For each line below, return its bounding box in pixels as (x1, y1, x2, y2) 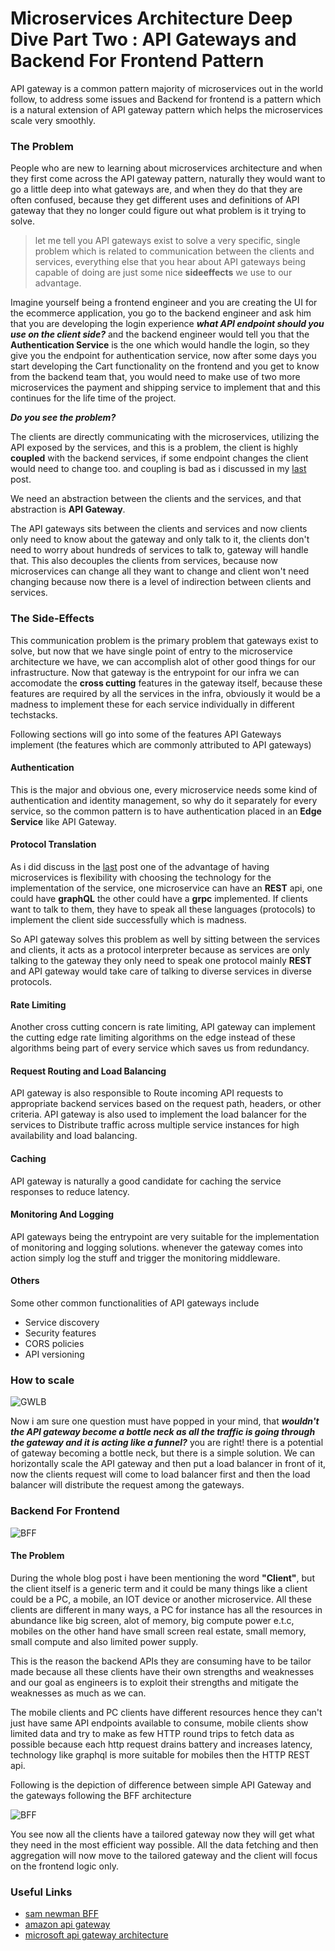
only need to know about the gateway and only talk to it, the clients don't (10, 533, 310, 546)
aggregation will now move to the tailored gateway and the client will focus (10, 1849, 318, 1861)
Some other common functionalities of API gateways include (10, 1297, 260, 1309)
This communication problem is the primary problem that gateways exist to (10, 634, 319, 646)
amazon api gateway (24, 1918, 111, 1931)
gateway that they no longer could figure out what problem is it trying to (10, 205, 307, 217)
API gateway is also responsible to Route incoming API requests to (10, 1087, 284, 1099)
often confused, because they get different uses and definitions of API (10, 194, 300, 206)
